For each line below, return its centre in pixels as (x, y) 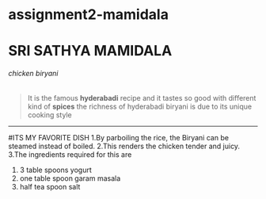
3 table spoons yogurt (56, 170)
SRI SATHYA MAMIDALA (90, 51)
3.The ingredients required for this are (70, 154)
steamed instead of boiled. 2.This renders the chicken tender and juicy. (124, 146)
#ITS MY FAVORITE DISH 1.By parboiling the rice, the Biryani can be (119, 137)
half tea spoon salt (50, 186)
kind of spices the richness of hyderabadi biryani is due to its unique (139, 106)
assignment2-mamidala (88, 15)
